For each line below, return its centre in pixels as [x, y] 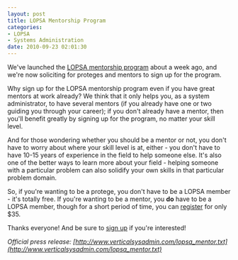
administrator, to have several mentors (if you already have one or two [110, 103]
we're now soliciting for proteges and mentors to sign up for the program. [114, 75]
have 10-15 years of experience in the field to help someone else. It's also [114, 155]
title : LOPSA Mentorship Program [57, 21]
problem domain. [32, 178]
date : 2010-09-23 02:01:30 [47, 47]
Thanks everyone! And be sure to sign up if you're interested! [97, 228]
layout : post [27, 14]
